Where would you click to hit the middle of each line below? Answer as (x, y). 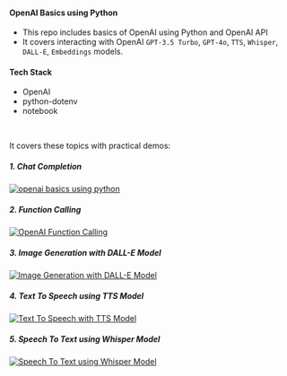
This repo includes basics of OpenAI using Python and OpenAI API (145, 32)
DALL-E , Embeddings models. (73, 52)
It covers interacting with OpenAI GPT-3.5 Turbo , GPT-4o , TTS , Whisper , (150, 42)
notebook (40, 111)
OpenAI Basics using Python (64, 13)
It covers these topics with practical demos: (90, 146)
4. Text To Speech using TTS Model (77, 295)
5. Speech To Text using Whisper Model (85, 339)
